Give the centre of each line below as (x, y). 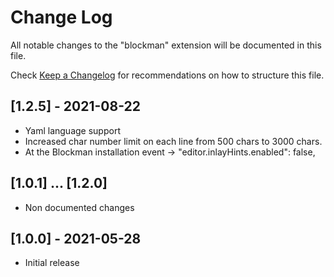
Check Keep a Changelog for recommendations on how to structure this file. (167, 75)
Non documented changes (79, 207)
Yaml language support (72, 130)
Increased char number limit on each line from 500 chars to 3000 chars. (173, 141)
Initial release (52, 263)
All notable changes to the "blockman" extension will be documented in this (166, 45)
